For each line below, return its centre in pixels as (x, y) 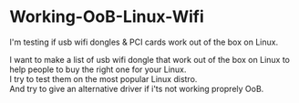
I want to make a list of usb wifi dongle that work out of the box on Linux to (149, 59)
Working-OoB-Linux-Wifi (107, 17)
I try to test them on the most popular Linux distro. (103, 78)
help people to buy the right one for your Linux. (98, 69)
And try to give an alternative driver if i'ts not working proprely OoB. (137, 88)
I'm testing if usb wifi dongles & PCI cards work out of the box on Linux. (144, 42)
